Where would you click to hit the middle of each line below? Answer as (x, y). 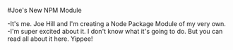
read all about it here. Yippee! (50, 39)
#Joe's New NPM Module (45, 10)
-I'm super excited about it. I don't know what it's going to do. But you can (115, 31)
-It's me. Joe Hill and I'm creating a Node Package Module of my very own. (116, 24)
